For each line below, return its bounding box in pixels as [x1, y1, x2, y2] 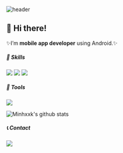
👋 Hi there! [6, 23, 47, 33]
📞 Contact [6, 124, 31, 132]
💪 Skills [6, 53, 25, 61]
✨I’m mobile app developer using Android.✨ [6, 39, 118, 47]
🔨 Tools [6, 84, 25, 91]
